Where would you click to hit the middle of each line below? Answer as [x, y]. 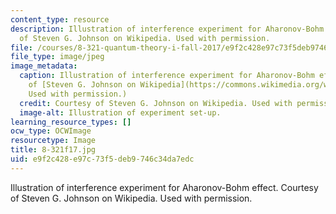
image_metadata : [44, 66]
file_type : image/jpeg [57, 57]
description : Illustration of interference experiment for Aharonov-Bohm [167, 29]
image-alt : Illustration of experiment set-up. [120, 112]
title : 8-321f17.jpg [53, 150]
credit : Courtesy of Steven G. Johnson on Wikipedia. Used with [156, 103]
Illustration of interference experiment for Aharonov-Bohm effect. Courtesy [164, 187]
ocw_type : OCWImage [51, 131]
